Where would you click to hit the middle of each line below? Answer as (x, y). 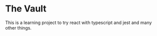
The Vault (26, 9)
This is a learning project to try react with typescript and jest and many (78, 22)
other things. (18, 27)
